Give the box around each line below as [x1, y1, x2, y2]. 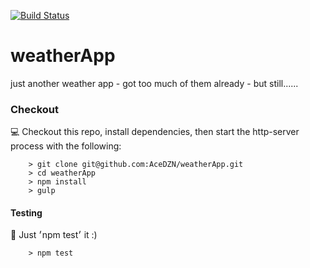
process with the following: [10, 140, 122, 152]
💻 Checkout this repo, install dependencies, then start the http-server [10, 126, 300, 138]
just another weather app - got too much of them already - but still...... [10, 77, 299, 89]
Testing [10, 206, 43, 219]
